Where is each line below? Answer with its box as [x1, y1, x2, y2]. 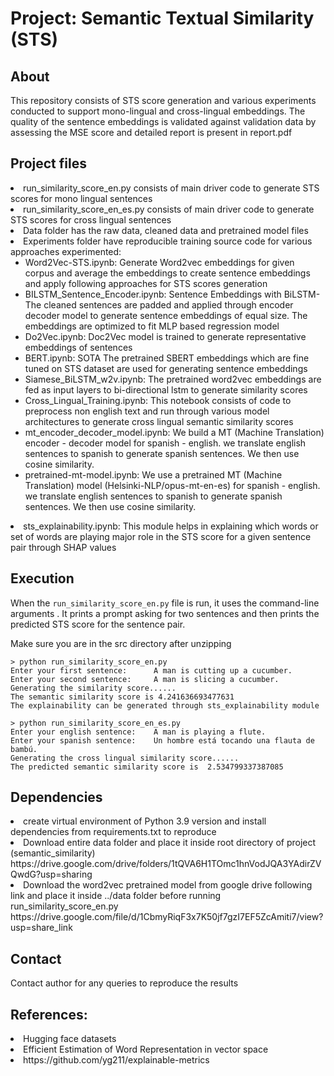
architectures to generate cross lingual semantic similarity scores [24, 415, 294, 427]
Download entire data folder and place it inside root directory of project [23, 837, 317, 849]
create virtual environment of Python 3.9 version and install [23, 815, 267, 827]
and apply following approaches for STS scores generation [24, 277, 268, 289]
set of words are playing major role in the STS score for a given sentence [10, 530, 312, 542]
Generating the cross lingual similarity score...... [10, 753, 240, 763]
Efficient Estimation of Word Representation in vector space [23, 1043, 269, 1056]
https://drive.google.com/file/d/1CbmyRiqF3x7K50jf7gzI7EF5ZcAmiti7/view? [10, 911, 324, 923]
